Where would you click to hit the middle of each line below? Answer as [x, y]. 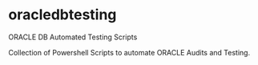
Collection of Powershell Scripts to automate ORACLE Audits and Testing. [129, 52]
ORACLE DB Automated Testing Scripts [73, 37]
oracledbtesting [62, 15]
